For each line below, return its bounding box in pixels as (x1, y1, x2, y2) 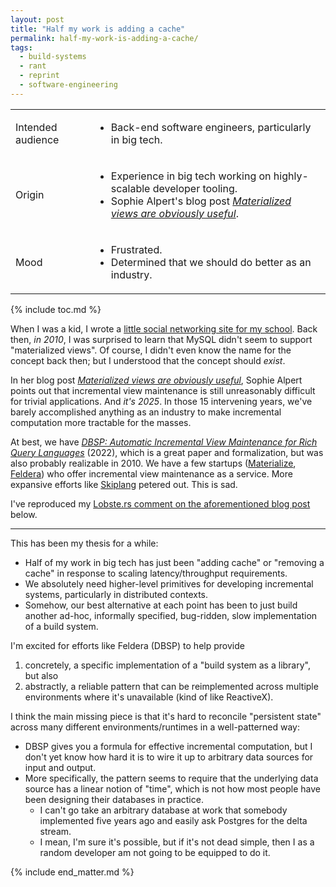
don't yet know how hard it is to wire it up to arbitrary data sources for (24, 751, 314, 763)
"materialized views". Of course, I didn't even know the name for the (10, 344, 292, 356)
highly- (273, 169, 309, 183)
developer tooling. (152, 181, 238, 195)
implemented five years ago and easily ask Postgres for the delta (39, 814, 308, 826)
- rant (19, 61, 47, 71)
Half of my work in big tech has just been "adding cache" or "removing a (24, 556, 325, 568)
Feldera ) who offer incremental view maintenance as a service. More (10, 467, 293, 480)
